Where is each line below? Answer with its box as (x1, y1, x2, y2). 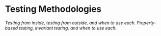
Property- (136, 20, 157, 26)
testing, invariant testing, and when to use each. (19, 25, 117, 31)
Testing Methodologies (5, 3, 102, 15)
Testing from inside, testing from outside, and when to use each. (5, 20, 136, 26)
